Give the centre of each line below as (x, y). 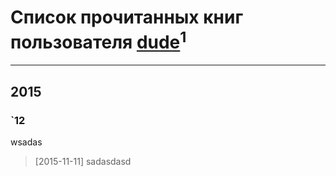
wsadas (26, 142)
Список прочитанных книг (127, 17)
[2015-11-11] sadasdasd (83, 161)
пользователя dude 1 (98, 40)
